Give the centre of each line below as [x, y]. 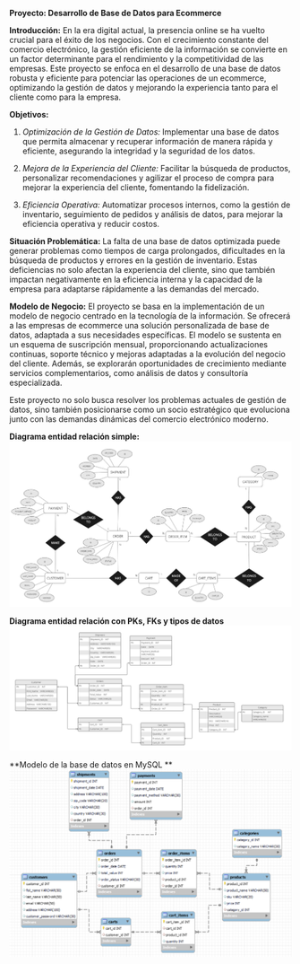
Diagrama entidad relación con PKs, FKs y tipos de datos [116, 621]
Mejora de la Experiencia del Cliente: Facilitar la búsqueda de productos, [156, 168]
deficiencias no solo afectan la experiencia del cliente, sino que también [142, 270]
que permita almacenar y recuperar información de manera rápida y [147, 141]
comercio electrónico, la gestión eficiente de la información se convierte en [149, 49]
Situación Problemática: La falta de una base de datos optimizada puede [145, 241]
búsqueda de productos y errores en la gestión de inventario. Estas [133, 260]
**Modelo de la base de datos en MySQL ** [91, 764]
